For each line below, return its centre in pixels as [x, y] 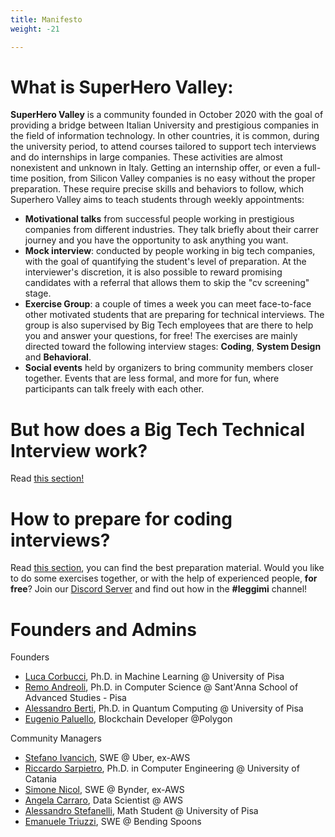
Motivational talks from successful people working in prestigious [159, 219]
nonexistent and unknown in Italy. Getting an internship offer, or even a [156, 168]
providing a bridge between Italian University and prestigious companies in [165, 125]
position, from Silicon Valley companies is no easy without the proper [173, 178]
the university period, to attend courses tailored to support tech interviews [163, 147]
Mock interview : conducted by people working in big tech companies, [170, 251]
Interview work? [79, 450]
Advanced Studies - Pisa [75, 698]
